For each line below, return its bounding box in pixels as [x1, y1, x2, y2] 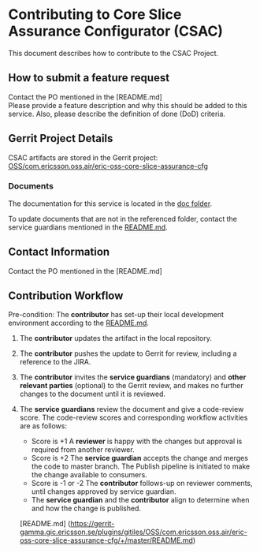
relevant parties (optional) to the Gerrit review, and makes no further [19, 381, 243, 390]
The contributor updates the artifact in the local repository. [19, 334, 213, 343]
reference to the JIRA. [19, 357, 91, 367]
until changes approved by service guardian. [31, 487, 176, 496]
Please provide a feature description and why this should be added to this [8, 100, 247, 110]
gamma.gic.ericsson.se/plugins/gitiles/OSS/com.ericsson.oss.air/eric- [19, 527, 248, 537]
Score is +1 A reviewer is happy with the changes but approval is [31, 436, 243, 447]
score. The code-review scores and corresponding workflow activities [19, 413, 248, 423]
